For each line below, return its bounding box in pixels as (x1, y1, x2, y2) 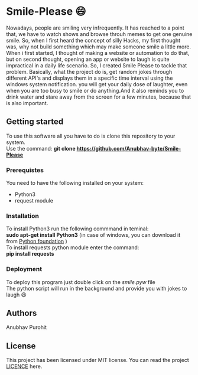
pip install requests (6, 250, 54, 257)
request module (14, 197, 53, 204)
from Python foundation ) (6, 238, 68, 245)
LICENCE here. (6, 363, 43, 370)
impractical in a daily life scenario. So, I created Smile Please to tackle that (6, 61, 187, 69)
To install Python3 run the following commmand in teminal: (6, 225, 149, 232)
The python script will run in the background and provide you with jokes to (6, 285, 187, 292)
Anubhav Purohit (6, 324, 47, 331)
